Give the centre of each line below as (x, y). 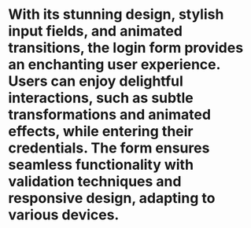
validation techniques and (95, 182)
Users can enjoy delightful (96, 81)
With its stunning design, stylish (116, 15)
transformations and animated (109, 115)
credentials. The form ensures (109, 148)
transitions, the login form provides (126, 48)
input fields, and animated (96, 31)
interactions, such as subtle (101, 98)
